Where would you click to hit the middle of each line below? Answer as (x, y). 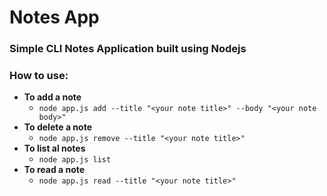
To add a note (52, 97)
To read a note (54, 170)
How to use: (39, 76)
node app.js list (75, 160)
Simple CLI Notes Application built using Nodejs (128, 49)
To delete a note (57, 127)
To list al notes (54, 148)
